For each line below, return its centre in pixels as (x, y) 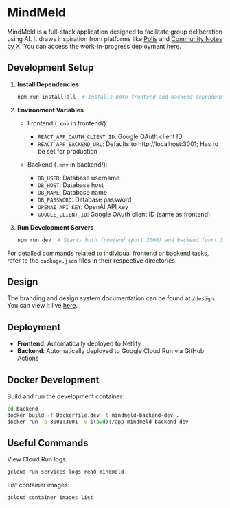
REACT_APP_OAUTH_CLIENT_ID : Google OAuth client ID (110, 136)
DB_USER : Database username (79, 178)
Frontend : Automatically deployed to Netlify (79, 343)
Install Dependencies (48, 84)
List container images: (38, 485)
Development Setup (50, 68)
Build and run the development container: (66, 396)
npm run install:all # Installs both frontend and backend (105, 97)
